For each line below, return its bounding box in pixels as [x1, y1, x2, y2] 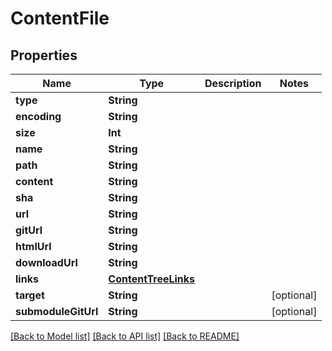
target [15, 288, 45, 302]
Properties [10, 47, 78, 64]
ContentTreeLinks [108, 272, 196, 286]
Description [204, 77, 262, 90]
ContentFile [10, 7, 110, 30]
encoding [15, 110, 62, 123]
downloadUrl [15, 256, 78, 269]
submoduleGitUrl [15, 305, 99, 318]
